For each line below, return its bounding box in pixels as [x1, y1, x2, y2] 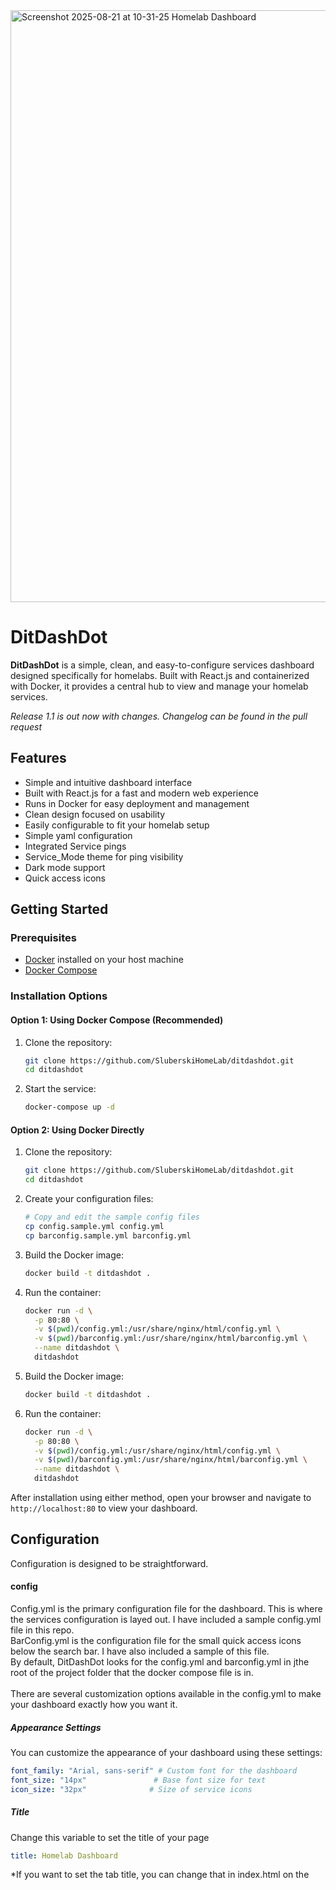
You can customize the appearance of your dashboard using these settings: [10, 1747, 323, 1758]
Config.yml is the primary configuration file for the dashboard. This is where [10, 1603, 323, 1615]
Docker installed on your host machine [24, 954, 184, 966]
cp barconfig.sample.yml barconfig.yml [24, 1230, 192, 1241]
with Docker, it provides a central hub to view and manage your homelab [10, 680, 309, 692]
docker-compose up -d [24, 1102, 115, 1113]
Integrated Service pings [24, 840, 127, 852]
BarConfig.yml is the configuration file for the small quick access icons [10, 1635, 302, 1647]
